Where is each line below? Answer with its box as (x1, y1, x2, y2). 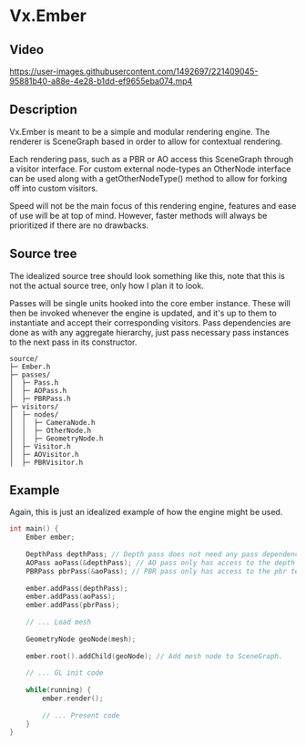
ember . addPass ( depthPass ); (25, 584, 128, 593)
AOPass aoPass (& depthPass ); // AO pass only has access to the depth (25, 558, 296, 567)
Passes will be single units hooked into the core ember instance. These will (9, 297, 291, 308)
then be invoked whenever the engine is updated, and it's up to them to (9, 307, 278, 318)
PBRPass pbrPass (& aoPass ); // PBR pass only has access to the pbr (25, 566, 287, 575)
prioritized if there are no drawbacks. (9, 220, 148, 231)
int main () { (9, 524, 59, 533)
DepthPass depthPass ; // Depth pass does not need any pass (25, 550, 259, 559)
